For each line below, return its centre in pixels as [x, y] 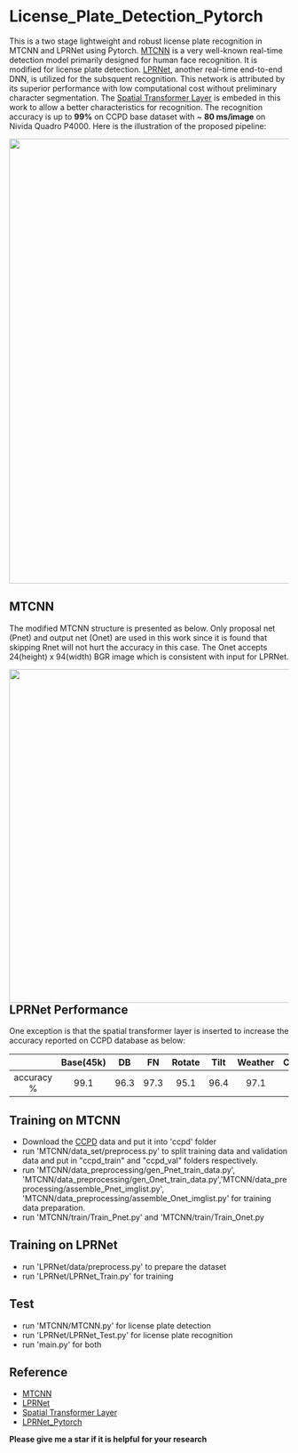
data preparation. [54, 1207]
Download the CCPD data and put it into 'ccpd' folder [119, 1142]
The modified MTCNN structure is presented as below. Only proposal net [142, 628]
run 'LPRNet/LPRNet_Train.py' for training [98, 1276]
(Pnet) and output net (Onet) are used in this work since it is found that [138, 637]
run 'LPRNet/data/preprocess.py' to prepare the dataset [124, 1266]
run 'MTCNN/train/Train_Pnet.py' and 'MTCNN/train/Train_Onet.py [143, 1217]
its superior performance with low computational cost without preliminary [143, 88]
